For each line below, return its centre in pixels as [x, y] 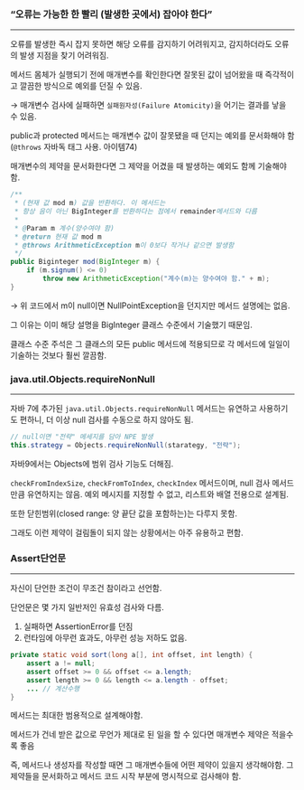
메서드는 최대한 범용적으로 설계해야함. [77, 715]
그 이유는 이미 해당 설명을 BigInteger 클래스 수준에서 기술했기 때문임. [132, 324]
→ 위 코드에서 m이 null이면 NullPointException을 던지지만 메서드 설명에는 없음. [151, 306]
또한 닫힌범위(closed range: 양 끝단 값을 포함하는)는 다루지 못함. [124, 513]
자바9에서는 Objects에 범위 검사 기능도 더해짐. [92, 464]
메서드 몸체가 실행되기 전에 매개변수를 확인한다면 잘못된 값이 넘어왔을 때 [137, 75]
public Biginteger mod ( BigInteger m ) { [85, 262]
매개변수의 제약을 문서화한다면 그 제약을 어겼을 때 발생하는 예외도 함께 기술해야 [149, 166]
